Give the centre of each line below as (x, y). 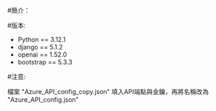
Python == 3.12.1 (42, 40)
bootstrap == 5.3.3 (45, 62)
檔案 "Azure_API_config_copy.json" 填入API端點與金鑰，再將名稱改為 (108, 92)
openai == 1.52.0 (42, 54)
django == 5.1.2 (40, 47)
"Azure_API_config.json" (43, 100)
